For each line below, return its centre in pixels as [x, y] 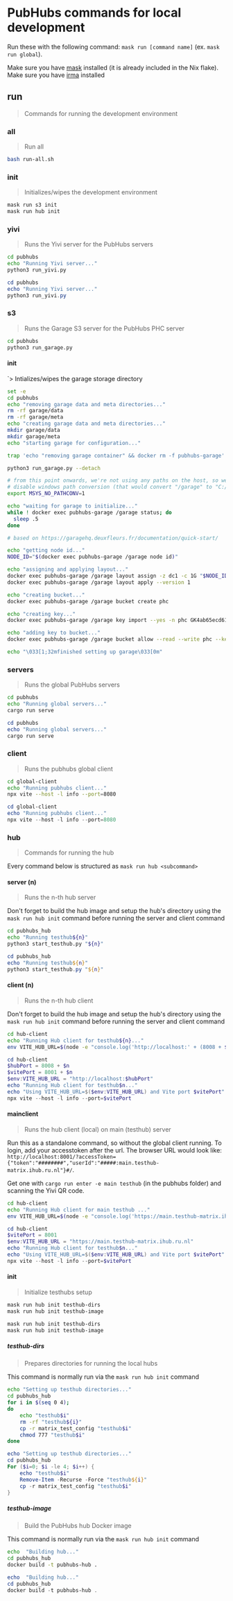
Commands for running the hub [69, 853]
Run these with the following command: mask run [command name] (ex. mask [113, 47]
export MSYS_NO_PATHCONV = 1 [46, 494]
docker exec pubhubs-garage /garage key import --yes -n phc [97, 620]
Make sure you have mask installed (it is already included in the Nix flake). [113, 67]
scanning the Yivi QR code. [46, 1190]
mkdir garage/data [34, 430]
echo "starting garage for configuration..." [74, 443]
